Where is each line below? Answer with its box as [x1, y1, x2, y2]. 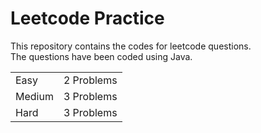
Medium [15, 89, 54, 103]
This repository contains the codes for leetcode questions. [10, 40, 252, 52]
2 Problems [63, 73, 118, 87]
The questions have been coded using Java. [10, 50, 193, 62]
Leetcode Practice [10, 7, 165, 30]
